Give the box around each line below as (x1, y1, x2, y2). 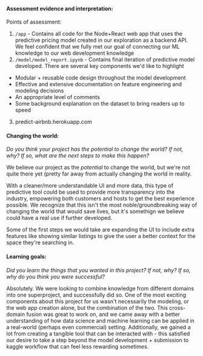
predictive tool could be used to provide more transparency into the (6, 188, 175, 196)
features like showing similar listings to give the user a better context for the (6, 233, 196, 240)
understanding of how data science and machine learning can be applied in (6, 317, 195, 324)
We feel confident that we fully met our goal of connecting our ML (15, 43, 180, 50)
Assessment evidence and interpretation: (6, 5, 113, 12)
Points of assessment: (6, 18, 62, 26)
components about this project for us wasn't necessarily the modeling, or (6, 298, 189, 305)
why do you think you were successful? (6, 273, 105, 280)
